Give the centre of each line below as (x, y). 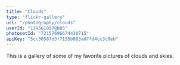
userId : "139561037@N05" (37, 28)
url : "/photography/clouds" (41, 22)
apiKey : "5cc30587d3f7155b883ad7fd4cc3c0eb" (62, 39)
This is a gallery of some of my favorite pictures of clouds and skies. (90, 56)
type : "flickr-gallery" (36, 17)
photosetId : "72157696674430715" (48, 34)
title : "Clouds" (26, 12)
